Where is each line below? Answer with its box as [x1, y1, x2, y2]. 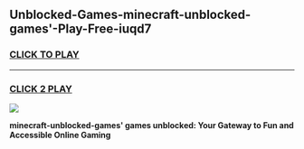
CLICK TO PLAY [9, 49, 80, 61]
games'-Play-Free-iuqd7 [9, 22, 152, 37]
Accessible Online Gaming [9, 129, 111, 140]
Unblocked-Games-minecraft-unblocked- [9, 7, 252, 23]
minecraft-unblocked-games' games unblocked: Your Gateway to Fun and [9, 119, 294, 130]
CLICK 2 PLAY [9, 82, 72, 95]
